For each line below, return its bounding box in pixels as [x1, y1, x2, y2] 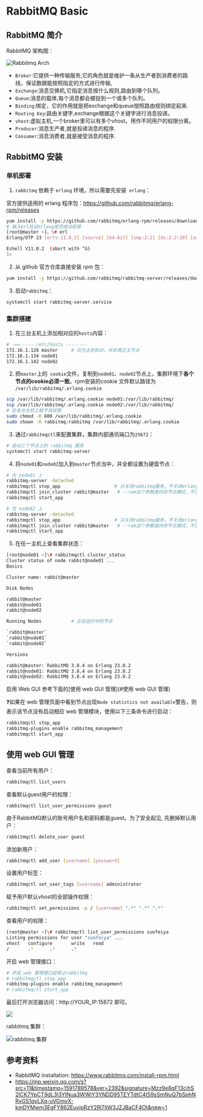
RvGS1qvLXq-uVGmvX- [14, 1097, 74, 1104]
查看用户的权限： [6, 917, 49, 924]
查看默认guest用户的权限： [6, 790, 74, 798]
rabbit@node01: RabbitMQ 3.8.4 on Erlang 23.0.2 [6, 668, 131, 674]
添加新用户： [6, 845, 38, 853]
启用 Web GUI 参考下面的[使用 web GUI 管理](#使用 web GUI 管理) [6, 685, 171, 693]
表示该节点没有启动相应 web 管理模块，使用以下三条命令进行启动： [6, 708, 173, 715]
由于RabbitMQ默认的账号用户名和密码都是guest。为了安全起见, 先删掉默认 [6, 814, 192, 821]
